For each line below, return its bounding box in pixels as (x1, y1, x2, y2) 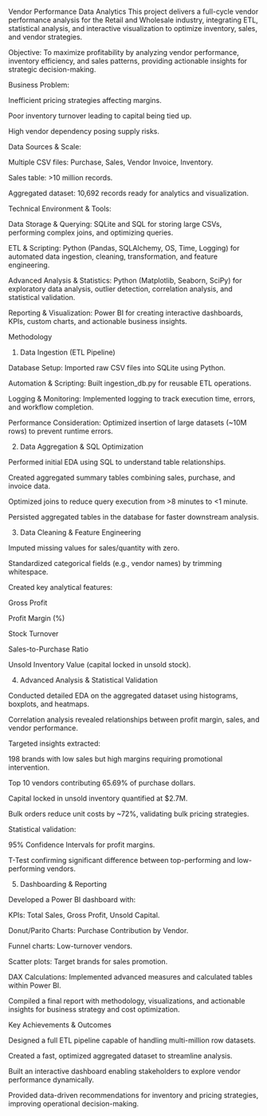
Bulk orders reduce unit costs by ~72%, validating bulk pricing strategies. (8, 809, 249, 818)
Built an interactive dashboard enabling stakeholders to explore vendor (8, 1067, 241, 1076)
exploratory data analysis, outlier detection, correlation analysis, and (8, 284, 233, 294)
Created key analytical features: (8, 583, 113, 592)
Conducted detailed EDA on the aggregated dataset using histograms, (8, 691, 238, 700)
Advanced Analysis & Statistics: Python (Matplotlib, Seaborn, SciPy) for (8, 275, 242, 285)
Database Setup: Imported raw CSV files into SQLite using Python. (8, 363, 226, 372)
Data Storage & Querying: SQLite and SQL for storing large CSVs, (8, 220, 222, 228)
